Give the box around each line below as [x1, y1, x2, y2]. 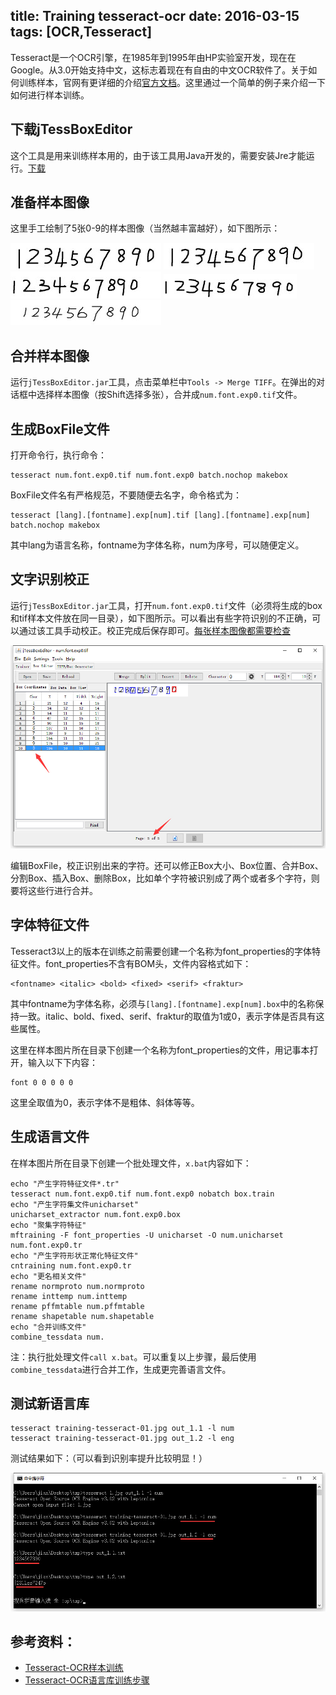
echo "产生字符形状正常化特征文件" [10, 1250, 139, 1261]
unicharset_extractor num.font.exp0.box [10, 1209, 182, 1219]
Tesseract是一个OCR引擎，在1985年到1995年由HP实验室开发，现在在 [10, 51, 297, 63]
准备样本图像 [10, 194, 90, 211]
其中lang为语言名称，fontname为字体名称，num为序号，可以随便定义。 [10, 539, 305, 551]
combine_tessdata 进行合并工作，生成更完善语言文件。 [10, 1363, 232, 1375]
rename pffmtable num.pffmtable [10, 1301, 145, 1311]
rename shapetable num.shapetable [10, 1311, 155, 1321]
